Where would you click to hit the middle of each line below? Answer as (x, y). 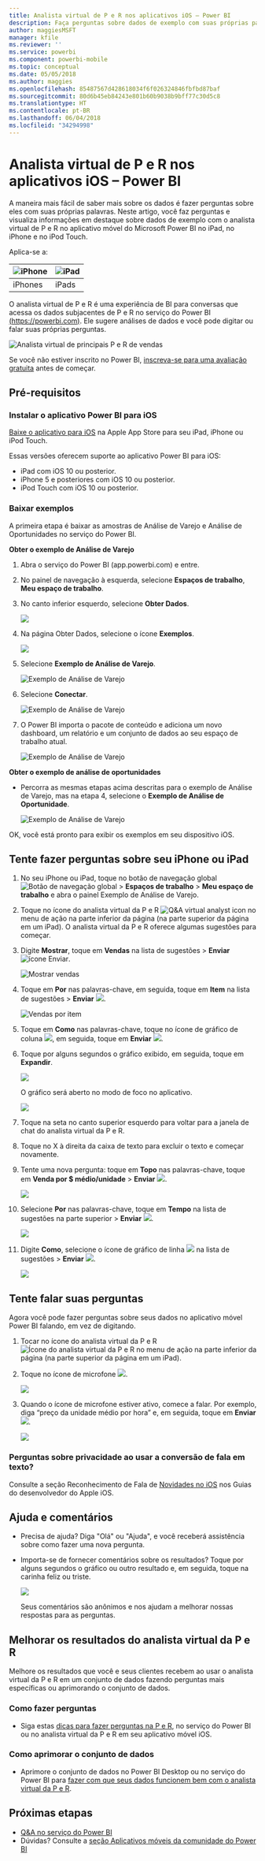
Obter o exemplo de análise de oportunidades (85, 772)
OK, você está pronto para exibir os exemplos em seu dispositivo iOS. (122, 834)
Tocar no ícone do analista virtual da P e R (88, 1342)
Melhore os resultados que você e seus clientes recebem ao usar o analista (131, 1671)
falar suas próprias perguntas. (58, 329)
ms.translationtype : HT (48, 103)
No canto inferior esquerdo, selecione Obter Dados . (105, 603)
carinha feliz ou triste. (55, 1576)
